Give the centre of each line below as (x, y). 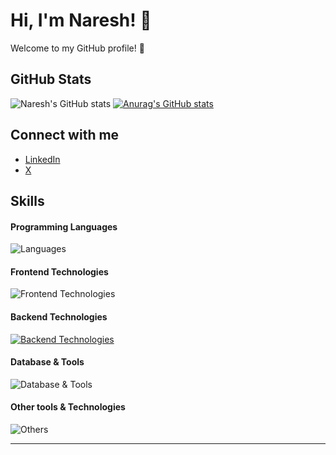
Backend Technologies (59, 316)
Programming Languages (64, 226)
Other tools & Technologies (68, 407)
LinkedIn (42, 159)
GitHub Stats (51, 79)
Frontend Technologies (59, 271)
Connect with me (65, 135)
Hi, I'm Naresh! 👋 (81, 20)
